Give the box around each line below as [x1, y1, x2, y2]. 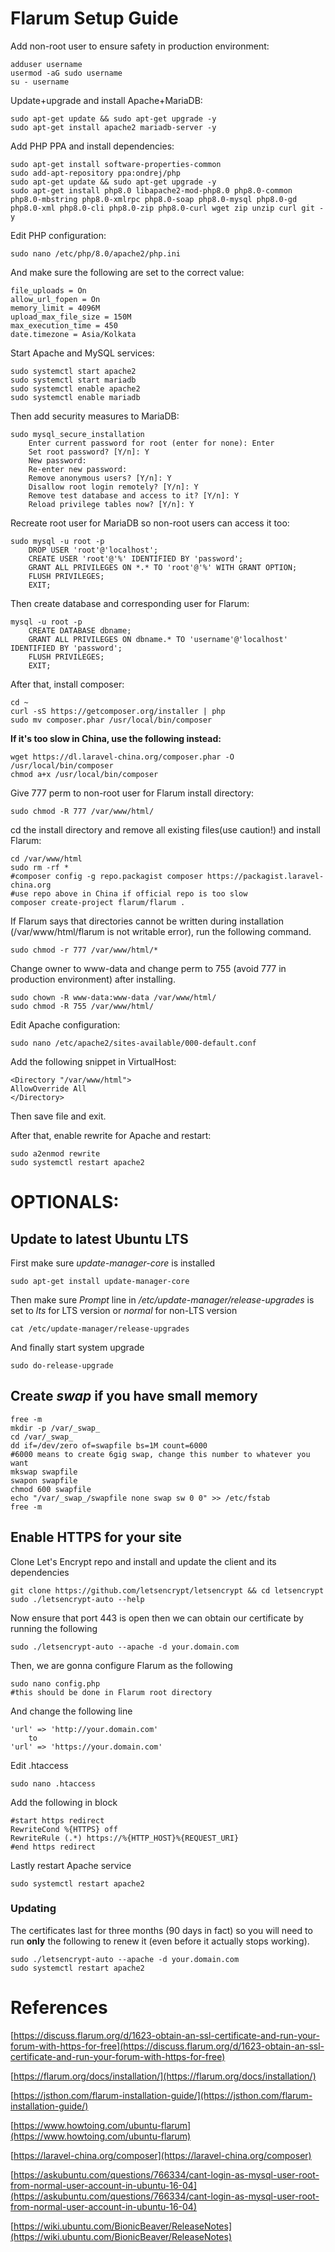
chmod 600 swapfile [10, 1484, 92, 1494]
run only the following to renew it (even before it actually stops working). [10, 1935, 310, 1947]
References [10, 1997, 108, 2019]
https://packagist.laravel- [206, 871, 325, 881]
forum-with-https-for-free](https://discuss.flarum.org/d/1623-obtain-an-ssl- [10, 2040, 325, 2052]
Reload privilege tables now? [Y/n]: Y [28, 499, 195, 509]
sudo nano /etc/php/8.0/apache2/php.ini [10, 248, 182, 259]
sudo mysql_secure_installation [10, 429, 145, 439]
